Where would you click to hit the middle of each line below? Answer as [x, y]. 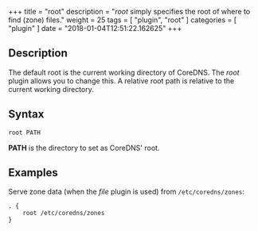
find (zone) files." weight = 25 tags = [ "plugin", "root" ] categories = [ [123, 20]
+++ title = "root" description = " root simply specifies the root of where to [129, 12]
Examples [33, 173]
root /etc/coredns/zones [64, 214]
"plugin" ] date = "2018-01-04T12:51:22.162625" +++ [95, 28]
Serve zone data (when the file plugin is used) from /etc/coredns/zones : [126, 192]
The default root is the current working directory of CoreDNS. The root [124, 72]
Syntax [26, 114]
